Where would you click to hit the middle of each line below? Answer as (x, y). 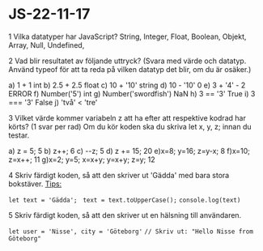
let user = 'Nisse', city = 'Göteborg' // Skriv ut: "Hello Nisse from (131, 232)
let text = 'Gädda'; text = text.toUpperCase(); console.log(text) (125, 200)
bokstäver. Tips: (35, 184)
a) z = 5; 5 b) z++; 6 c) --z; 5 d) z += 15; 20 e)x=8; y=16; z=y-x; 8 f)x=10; (129, 151)
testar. (19, 135)
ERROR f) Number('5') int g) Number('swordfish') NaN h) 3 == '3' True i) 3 (132, 93)
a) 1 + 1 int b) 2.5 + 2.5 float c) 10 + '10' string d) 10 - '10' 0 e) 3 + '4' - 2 (127, 85)
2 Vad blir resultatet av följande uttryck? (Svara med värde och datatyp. (127, 61)
